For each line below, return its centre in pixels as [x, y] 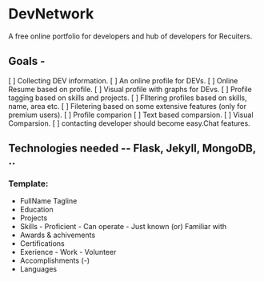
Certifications [42, 244]
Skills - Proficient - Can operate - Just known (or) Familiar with [123, 227]
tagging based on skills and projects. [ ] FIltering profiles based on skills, [128, 98]
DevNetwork [51, 14]
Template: [28, 183]
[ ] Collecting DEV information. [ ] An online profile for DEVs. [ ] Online [123, 80]
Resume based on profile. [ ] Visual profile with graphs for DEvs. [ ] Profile [130, 89]
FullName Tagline [48, 201]
